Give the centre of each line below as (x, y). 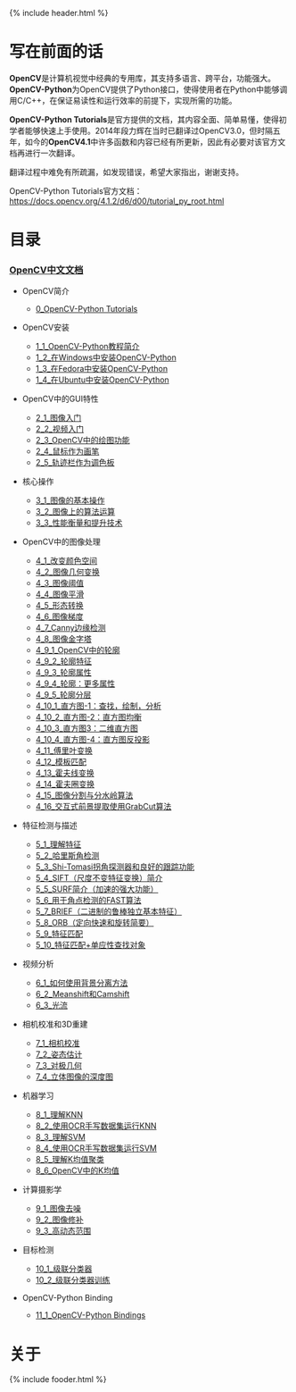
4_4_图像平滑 (60, 594)
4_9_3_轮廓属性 (63, 673)
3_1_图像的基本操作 (70, 500)
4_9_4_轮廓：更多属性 (75, 683)
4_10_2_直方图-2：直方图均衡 (89, 717)
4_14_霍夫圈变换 (65, 784)
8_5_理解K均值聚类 (70, 1160)
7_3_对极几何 (59, 1066)
